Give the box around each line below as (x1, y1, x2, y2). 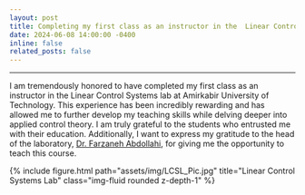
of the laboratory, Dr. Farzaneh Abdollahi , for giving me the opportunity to (9, 138, 284, 150)
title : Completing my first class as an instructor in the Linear (9, 22, 271, 31)
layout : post (9, 13, 59, 23)
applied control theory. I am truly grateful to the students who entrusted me (9, 119, 291, 130)
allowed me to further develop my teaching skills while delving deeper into (9, 110, 288, 121)
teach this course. (9, 148, 77, 159)
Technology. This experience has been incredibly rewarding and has (9, 100, 265, 111)
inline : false (9, 38, 64, 48)
